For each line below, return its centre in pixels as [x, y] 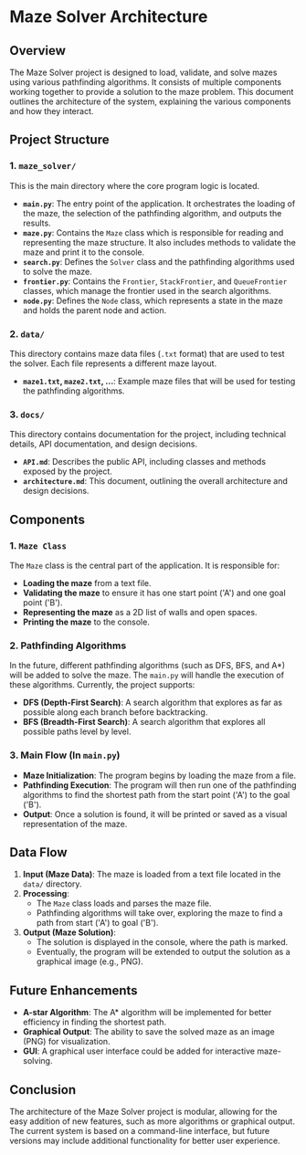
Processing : [46, 894]
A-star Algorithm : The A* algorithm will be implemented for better [147, 1013]
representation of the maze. [75, 824]
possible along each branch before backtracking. [115, 712]
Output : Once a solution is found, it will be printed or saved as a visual [155, 814]
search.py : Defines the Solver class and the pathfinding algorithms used [158, 261]
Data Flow [38, 852]
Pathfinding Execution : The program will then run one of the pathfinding [159, 785]
